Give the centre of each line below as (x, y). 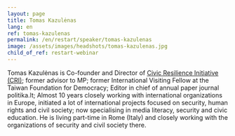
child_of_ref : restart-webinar (53, 53)
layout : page (26, 14)
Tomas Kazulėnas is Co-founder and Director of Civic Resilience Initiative (113, 73)
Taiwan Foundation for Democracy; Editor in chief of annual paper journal (113, 88)
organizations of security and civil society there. (77, 125)
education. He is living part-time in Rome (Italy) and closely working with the (117, 117)
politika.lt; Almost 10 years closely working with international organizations (115, 95)
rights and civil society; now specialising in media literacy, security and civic (117, 110)
